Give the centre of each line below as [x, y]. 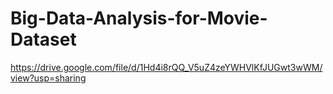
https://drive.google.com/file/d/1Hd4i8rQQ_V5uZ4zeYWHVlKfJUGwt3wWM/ [166, 67]
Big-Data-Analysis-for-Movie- [139, 18]
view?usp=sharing [48, 78]
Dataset [43, 39]
